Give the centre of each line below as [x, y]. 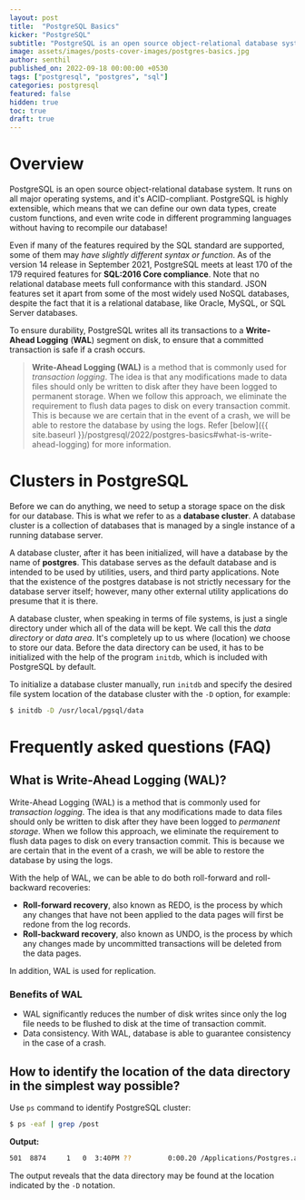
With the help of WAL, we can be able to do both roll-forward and [132, 878]
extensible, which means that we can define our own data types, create [143, 209]
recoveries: [69, 887]
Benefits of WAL [46, 994]
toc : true [28, 111]
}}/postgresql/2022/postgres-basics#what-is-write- [175, 435]
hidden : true [34, 102]
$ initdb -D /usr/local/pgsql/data [77, 711]
